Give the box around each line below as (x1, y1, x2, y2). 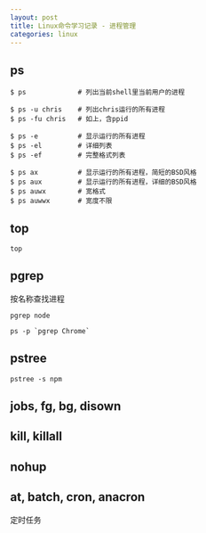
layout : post (10, 12, 59, 22)
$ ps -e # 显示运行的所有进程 (10, 132, 146, 141)
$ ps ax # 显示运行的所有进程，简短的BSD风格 (10, 168, 197, 177)
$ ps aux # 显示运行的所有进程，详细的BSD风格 (10, 177, 197, 187)
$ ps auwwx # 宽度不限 (10, 197, 113, 206)
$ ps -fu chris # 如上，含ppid (10, 115, 129, 124)
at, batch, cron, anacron (10, 489, 146, 504)
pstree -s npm (10, 374, 63, 383)
